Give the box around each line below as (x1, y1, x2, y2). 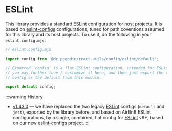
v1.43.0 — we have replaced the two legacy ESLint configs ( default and (12, 104, 165, 110)
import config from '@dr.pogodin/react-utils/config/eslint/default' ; (5, 56, 159, 61)
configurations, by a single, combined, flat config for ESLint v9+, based (12, 115, 163, 121)
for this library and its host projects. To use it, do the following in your (5, 31, 152, 38)
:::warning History (5, 93, 43, 100)
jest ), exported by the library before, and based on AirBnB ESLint (12, 109, 152, 115)
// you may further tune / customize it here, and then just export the (5, 70, 164, 76)
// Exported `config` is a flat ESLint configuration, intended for (5, 65, 155, 70)
